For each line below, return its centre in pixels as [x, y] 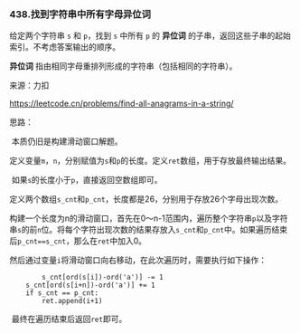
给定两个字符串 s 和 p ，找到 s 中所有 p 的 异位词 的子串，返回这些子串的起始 [150, 36]
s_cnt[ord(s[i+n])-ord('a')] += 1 [90, 285]
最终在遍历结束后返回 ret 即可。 [69, 319]
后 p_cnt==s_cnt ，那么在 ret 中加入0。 [78, 241]
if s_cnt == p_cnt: [62, 293]
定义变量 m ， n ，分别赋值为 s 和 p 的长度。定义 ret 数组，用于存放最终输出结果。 [150, 161]
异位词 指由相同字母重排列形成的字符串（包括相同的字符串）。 [123, 66]
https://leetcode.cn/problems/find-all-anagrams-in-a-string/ [122, 104]
